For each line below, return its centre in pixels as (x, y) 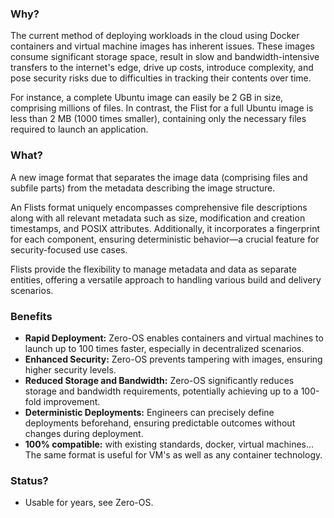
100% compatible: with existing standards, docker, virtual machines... (169, 444)
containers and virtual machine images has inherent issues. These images (162, 46)
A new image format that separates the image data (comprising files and (159, 177)
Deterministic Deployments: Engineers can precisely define (149, 412)
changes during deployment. (84, 433)
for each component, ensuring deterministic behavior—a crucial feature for (165, 239)
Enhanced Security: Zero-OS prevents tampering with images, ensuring (173, 359)
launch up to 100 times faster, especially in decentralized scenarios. (164, 348)
